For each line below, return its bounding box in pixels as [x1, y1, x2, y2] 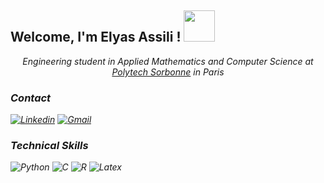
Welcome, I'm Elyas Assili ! [10, 29, 182, 46]
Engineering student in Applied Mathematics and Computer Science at [22, 55, 314, 67]
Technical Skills [10, 139, 89, 153]
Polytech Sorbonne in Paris [111, 66, 225, 78]
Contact [10, 91, 52, 105]
